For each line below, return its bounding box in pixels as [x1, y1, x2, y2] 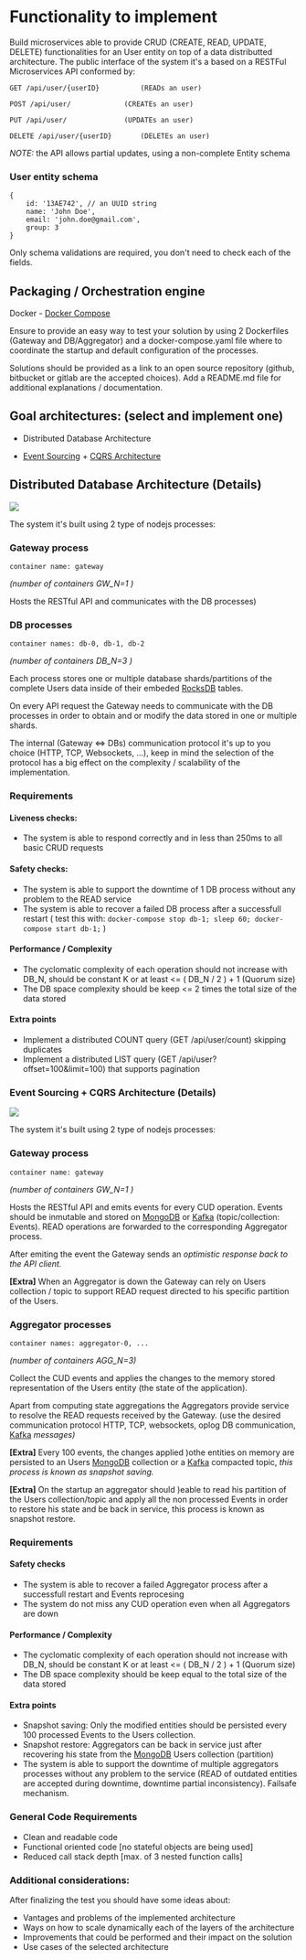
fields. [9, 257, 34, 268]
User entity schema [9, 170, 99, 183]
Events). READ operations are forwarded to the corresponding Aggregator [9, 1221, 288, 1232]
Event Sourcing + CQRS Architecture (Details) [9, 1086, 216, 1098]
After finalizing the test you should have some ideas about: [9, 1895, 231, 1906]
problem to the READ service [22, 894, 132, 905]
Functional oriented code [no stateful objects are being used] [22, 1841, 254, 1852]
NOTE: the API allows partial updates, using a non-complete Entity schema [9, 147, 290, 158]
